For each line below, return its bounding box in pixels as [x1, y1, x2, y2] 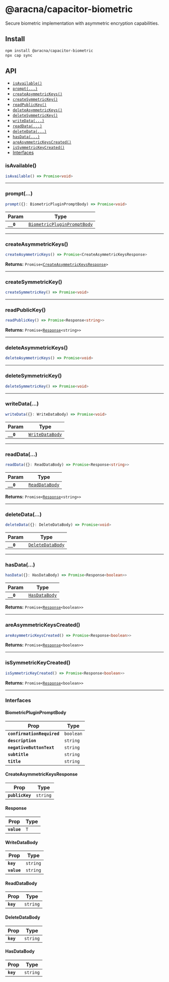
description [8, 737, 37, 743]
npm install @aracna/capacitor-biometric [5, 48, 94, 53]
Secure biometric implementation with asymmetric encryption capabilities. [5, 20, 159, 26]
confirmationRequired [8, 731, 59, 736]
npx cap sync [5, 53, 33, 58]
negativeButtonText [8, 744, 54, 750]
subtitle [8, 751, 29, 757]
